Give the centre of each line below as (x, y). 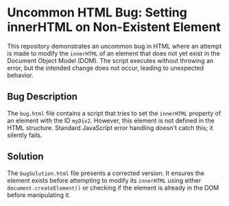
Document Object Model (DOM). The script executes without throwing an (110, 60)
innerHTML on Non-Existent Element (114, 27)
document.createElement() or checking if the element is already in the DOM (113, 188)
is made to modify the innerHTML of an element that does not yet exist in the (114, 53)
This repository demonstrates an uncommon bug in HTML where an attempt (114, 46)
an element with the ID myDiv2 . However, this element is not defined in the (111, 120)
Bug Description (42, 97)
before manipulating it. (39, 195)
